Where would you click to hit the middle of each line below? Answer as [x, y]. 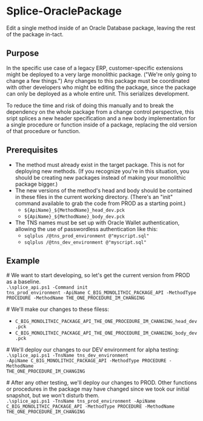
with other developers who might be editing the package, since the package [101, 87]
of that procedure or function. [43, 131]
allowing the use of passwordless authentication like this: [86, 229]
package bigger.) [36, 184]
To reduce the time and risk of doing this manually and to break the [90, 105]
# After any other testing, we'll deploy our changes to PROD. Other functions [101, 383]
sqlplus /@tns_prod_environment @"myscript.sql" [87, 236]
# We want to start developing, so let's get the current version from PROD [98, 275]
